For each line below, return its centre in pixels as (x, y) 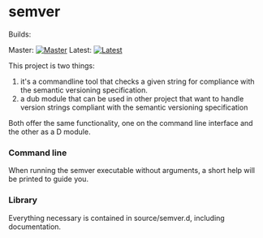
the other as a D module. (50, 132)
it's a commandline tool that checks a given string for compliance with (137, 81)
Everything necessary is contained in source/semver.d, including (116, 218)
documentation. (35, 227)
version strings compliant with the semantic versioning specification (134, 107)
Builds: (20, 34)
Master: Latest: (50, 50)
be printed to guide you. (49, 179)
